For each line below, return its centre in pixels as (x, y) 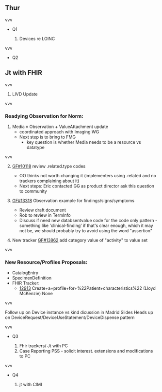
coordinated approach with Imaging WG (59, 131)
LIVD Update (25, 94)
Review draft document (43, 210)
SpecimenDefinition (32, 278)
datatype (35, 147)
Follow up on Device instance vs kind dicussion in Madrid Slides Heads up (79, 312)
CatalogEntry (25, 273)
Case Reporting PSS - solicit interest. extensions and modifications (86, 351)
